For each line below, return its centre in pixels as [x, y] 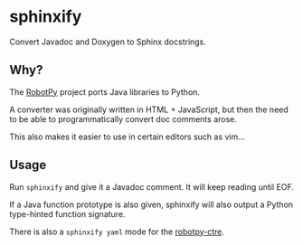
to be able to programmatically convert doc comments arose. [123, 118]
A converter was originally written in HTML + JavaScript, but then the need [149, 109]
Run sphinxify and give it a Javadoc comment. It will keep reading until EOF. [152, 186]
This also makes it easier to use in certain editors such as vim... [128, 137]
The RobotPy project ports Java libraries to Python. [105, 91]
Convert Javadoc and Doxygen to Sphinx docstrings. [108, 42]
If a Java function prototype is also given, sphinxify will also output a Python [151, 204]
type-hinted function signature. [67, 213]
